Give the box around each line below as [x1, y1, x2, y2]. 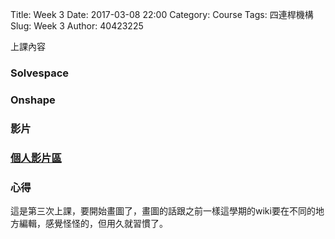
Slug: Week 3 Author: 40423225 [10, 20, 144, 32]
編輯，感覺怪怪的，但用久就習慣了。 [18, 217, 168, 229]
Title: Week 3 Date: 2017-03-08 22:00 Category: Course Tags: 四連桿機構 [10, 9, 314, 20]
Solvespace [10, 66, 70, 80]
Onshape [10, 93, 56, 107]
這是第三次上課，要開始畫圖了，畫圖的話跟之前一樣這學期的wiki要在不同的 [10, 204, 316, 217]
